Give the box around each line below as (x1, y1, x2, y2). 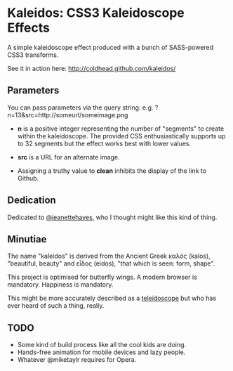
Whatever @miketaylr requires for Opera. (17, 356, 137, 364)
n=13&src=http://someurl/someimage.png (7, 110, 128, 119)
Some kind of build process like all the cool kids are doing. (17, 341, 187, 349)
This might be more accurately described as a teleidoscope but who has (7, 294, 216, 303)
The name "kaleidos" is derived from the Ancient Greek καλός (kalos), (7, 252, 211, 261)
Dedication (7, 195, 56, 207)
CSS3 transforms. (7, 51, 59, 59)
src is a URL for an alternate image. (17, 152, 120, 161)
